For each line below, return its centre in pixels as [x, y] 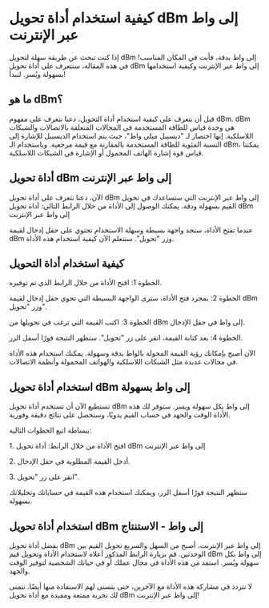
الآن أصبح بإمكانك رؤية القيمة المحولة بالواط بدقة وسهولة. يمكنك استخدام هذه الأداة [132, 353]
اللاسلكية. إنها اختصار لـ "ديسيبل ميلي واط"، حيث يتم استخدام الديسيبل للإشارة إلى [131, 135]
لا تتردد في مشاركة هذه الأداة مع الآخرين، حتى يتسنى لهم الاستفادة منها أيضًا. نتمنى [131, 586]
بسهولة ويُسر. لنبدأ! [38, 74]
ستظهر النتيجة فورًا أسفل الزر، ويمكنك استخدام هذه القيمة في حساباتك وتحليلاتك [128, 493]
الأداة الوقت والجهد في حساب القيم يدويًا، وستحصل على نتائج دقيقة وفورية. [120, 415]
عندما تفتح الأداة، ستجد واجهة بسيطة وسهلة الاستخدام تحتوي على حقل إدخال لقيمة [131, 230]
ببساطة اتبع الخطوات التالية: [50, 430]
